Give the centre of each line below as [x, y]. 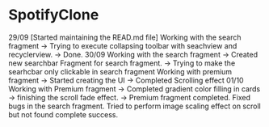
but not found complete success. [63, 114]
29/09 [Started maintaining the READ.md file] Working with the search [125, 37]
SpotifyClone [54, 15]
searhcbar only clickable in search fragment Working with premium [120, 71]
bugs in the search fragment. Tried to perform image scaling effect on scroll [134, 106]
